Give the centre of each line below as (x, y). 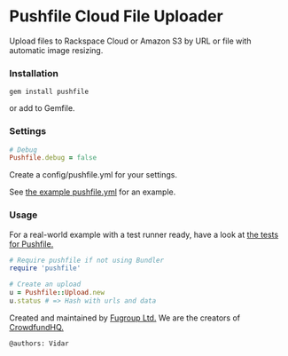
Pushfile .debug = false (53, 158)
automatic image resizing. (56, 50)
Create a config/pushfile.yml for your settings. (93, 175)
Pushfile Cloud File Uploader (116, 16)
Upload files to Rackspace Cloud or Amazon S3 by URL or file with (130, 41)
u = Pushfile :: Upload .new (57, 293)
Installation (34, 73)
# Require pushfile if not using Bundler (87, 260)
